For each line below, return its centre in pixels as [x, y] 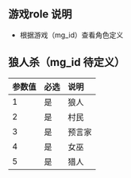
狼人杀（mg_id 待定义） [67, 62]
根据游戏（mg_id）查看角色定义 [71, 35]
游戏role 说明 [40, 14]
